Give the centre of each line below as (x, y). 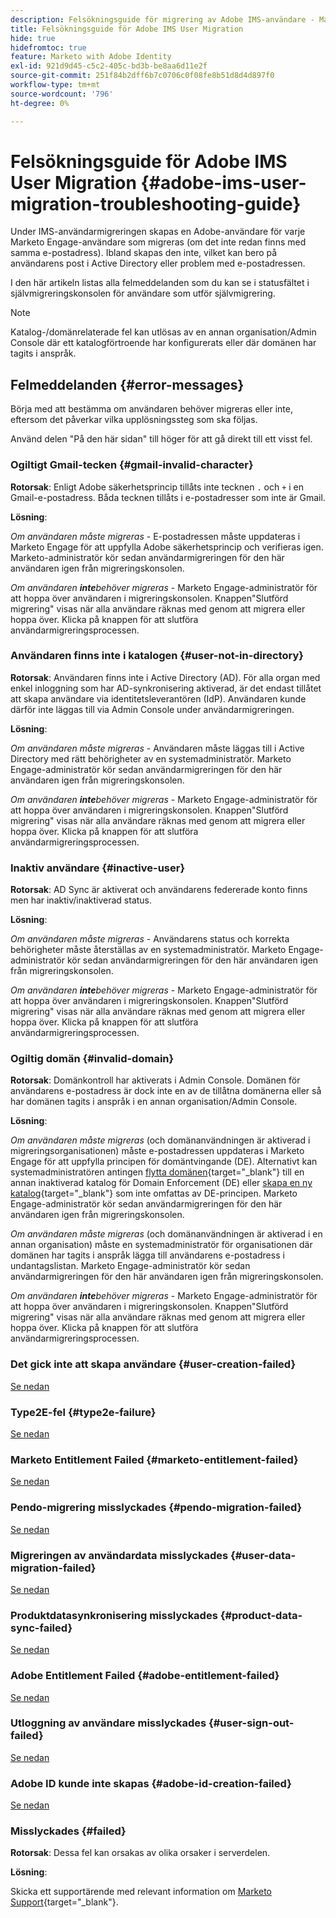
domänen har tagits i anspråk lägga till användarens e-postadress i (147, 1255)
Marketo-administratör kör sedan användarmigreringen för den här (147, 557)
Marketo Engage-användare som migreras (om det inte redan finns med (158, 242)
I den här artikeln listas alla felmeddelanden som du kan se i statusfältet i (160, 283)
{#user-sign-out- (251, 1723)
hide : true (33, 38)
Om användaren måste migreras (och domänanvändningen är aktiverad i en (166, 1234)
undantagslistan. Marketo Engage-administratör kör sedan (130, 1266)
